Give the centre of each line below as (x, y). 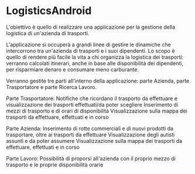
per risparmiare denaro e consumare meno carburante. (73, 69)
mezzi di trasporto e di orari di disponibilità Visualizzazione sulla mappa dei (97, 111)
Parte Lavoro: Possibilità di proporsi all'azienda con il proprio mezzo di (91, 158)
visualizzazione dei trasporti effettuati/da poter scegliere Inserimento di (92, 104)
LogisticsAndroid (49, 11)
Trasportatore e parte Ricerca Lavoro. (51, 87)
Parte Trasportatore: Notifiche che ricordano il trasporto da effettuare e (92, 98)
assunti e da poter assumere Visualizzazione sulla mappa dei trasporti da (94, 141)
